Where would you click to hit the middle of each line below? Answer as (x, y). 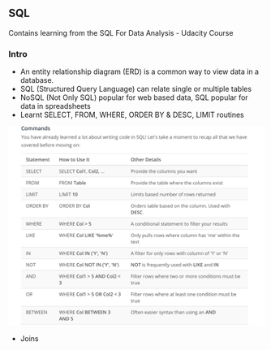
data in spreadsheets (55, 106)
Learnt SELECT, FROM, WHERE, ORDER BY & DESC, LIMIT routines (132, 115)
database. (37, 80)
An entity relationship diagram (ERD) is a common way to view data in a (140, 71)
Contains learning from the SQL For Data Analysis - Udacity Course (121, 32)
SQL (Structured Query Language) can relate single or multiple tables (136, 89)
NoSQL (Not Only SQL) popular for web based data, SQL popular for (134, 97)
